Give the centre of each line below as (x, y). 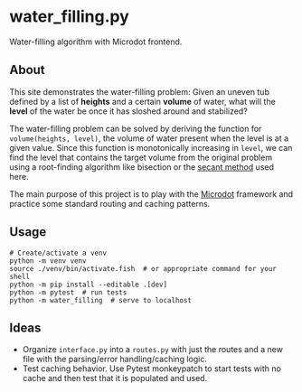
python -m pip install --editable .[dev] (89, 285)
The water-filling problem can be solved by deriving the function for (136, 128)
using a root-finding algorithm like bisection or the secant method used (142, 167)
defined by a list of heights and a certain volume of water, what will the (142, 101)
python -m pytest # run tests (68, 292)
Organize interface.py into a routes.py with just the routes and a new (152, 350)
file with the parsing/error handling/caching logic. (115, 359)
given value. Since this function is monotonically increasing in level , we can (151, 147)
